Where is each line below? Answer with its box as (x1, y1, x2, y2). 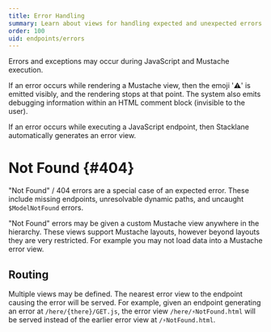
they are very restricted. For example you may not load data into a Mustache (8, 236, 263, 246)
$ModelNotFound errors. (8, 203, 83, 212)
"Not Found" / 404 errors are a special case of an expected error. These (8, 186, 249, 195)
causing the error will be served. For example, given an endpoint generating (8, 298, 261, 307)
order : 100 (8, 27, 45, 35)
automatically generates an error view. (8, 131, 136, 141)
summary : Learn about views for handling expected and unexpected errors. (8, 19, 266, 27)
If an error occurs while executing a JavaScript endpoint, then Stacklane (8, 122, 249, 132)
